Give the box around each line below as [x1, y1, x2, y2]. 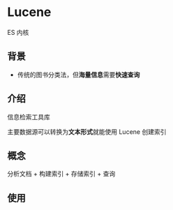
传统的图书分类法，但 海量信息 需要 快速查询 [17, 70, 140, 79]
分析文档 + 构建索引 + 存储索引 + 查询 [7, 170, 116, 178]
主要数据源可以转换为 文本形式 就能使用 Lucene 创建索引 [7, 127, 167, 136]
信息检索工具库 [7, 112, 50, 121]
